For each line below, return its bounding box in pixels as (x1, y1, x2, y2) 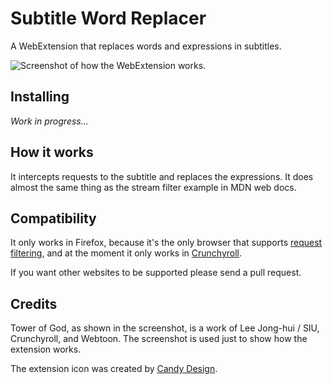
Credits (10, 295, 58, 312)
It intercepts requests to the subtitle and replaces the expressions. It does (10, 170, 314, 182)
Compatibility (10, 210, 97, 227)
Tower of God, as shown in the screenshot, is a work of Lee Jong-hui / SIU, (10, 322, 320, 334)
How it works (10, 144, 94, 161)
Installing (10, 88, 70, 106)
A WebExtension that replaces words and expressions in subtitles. (10, 40, 282, 52)
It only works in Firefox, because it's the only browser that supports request (10, 237, 323, 249)
